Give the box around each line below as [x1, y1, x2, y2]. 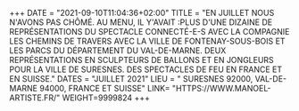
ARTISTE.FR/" [9, 92, 61, 103]
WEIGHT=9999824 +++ [62, 92, 150, 103]
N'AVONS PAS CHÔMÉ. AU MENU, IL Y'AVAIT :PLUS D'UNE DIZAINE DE [9, 17, 273, 28]
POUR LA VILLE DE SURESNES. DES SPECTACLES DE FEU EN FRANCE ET [9, 64, 283, 75]
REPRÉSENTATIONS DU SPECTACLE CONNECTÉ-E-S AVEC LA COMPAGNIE [9, 27, 290, 36]
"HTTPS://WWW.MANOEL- [171, 83, 271, 93]
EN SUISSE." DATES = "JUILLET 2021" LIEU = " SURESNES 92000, [9, 74, 253, 83]
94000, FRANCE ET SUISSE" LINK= [39, 83, 170, 93]
